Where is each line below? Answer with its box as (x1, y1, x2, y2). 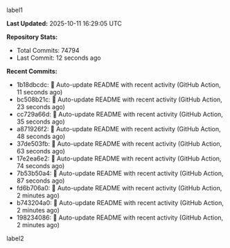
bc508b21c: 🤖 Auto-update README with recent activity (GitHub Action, (16, 95, 222, 104)
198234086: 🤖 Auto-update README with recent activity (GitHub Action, (16, 213, 224, 222)
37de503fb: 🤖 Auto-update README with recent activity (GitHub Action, (16, 140, 222, 148)
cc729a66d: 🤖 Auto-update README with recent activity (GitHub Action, (16, 110, 223, 118)
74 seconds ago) (16, 162, 65, 170)
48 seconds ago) (16, 132, 66, 140)
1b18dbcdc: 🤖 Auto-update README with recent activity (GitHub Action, (16, 81, 221, 89)
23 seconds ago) (16, 103, 65, 110)
